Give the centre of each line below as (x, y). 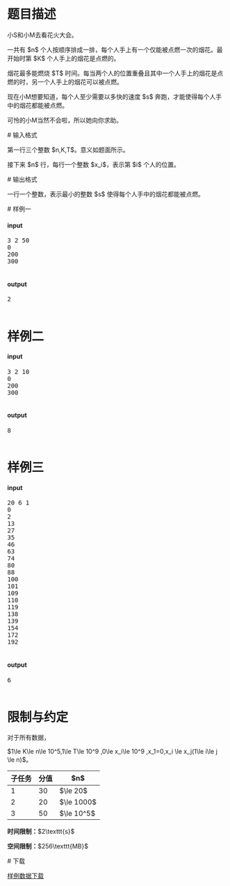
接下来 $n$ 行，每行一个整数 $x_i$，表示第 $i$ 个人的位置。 (94, 164)
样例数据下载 (25, 876)
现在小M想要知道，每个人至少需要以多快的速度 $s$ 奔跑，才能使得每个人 (112, 96)
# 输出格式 (22, 179)
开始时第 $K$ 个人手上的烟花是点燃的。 (64, 58)
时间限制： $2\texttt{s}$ (41, 832)
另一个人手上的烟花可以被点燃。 (77, 81)
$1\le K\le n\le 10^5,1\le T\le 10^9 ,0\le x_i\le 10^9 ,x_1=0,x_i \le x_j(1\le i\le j (112, 752)
